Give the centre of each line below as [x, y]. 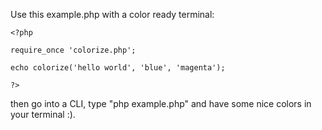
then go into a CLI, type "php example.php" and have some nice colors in [161, 103]
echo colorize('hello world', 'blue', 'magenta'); [118, 68]
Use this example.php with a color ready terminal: [112, 14]
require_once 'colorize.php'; [73, 50]
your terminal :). [43, 114]
